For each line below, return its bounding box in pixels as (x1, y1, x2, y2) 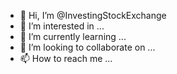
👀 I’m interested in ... (19, 20, 105, 32)
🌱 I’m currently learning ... (19, 31, 127, 42)
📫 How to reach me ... (19, 53, 113, 64)
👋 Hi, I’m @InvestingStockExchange (19, 10, 167, 21)
